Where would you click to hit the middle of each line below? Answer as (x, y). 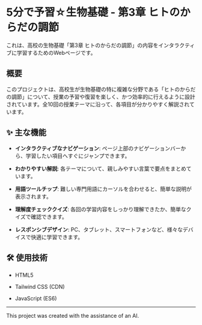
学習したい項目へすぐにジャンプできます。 (78, 156)
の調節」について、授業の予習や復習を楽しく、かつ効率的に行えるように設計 (101, 96)
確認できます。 (49, 217)
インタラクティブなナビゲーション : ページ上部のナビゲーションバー (98, 148)
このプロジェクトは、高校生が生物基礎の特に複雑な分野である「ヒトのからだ (101, 89)
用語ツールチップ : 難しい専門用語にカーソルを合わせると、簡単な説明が (103, 189)
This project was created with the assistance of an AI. (73, 316)
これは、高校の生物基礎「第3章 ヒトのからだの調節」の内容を (82, 45)
